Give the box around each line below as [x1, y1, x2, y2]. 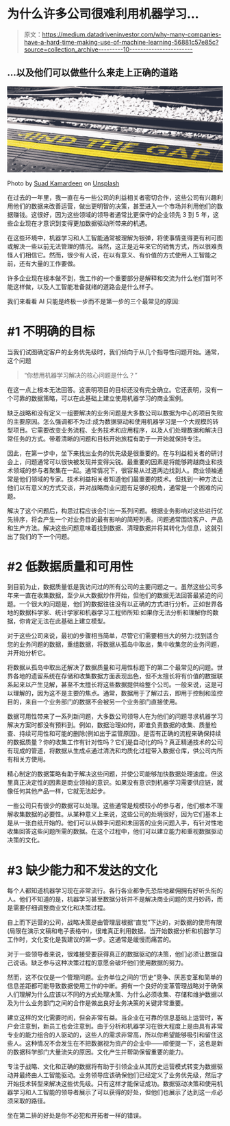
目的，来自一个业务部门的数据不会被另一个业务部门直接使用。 [7, 698, 181, 706]
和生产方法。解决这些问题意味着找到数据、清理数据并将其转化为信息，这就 [7, 523, 217, 532]
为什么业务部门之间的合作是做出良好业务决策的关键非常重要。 [12, 999, 187, 1007]
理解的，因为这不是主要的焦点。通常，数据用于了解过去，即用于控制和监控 [12, 689, 223, 698]
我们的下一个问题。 [18, 532, 73, 540]
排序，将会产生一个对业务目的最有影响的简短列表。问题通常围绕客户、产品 [12, 515, 223, 523]
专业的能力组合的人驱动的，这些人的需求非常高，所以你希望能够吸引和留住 [7, 1031, 217, 1039]
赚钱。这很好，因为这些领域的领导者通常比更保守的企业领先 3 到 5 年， [12, 210, 214, 218]
